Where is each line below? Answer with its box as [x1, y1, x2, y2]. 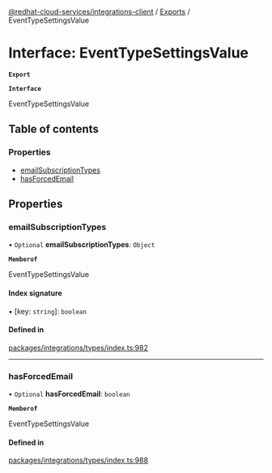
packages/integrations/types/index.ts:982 [8, 343, 148, 352]
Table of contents [8, 122, 99, 136]
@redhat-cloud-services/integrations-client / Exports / [8, 7, 190, 16]
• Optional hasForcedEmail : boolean [8, 389, 130, 399]
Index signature [8, 288, 62, 298]
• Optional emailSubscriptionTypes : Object [8, 240, 155, 249]
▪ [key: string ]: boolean [8, 306, 87, 316]
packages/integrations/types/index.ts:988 [8, 455, 148, 465]
